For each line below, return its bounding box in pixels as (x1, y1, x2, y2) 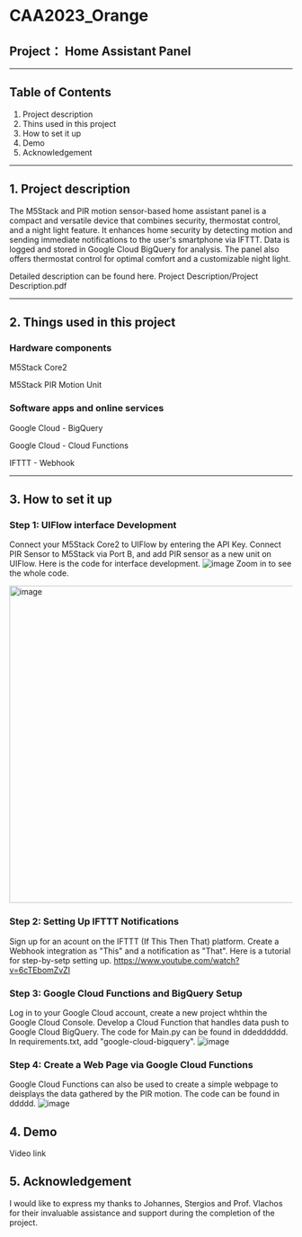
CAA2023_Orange (9, 5, 149, 26)
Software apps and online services (9, 402, 164, 415)
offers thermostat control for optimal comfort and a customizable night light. (9, 253, 291, 264)
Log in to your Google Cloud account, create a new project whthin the (9, 1007, 268, 1017)
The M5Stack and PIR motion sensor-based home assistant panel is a (9, 205, 267, 216)
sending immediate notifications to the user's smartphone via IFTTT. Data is (9, 234, 290, 245)
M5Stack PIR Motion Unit (9, 380, 102, 390)
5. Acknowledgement (9, 1174, 132, 1189)
